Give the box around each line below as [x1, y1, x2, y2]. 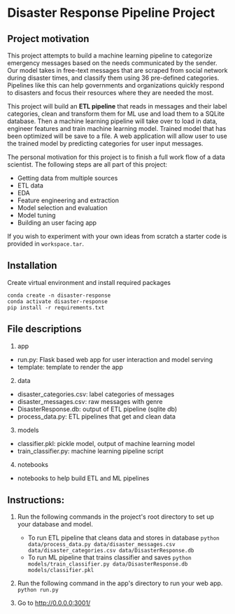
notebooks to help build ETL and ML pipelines [17, 474, 150, 482]
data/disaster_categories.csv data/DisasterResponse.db [27, 547, 194, 554]
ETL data [17, 181, 44, 190]
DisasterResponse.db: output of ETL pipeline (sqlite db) [17, 405, 178, 413]
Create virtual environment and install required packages [7, 278, 171, 286]
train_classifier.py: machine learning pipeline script [17, 447, 164, 455]
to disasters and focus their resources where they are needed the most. [7, 89, 214, 97]
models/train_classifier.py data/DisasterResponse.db [27, 561, 188, 568]
